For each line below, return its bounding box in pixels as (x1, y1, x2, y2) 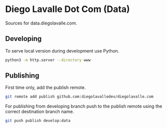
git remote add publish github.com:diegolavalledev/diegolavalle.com (5, 94, 154, 99)
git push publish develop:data (5, 118, 71, 123)
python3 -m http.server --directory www (5, 57, 91, 62)
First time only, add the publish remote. (5, 84, 86, 90)
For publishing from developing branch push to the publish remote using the (5, 103, 162, 109)
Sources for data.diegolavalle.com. (5, 20, 78, 26)
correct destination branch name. (5, 108, 74, 114)
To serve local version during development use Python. (5, 47, 119, 53)
